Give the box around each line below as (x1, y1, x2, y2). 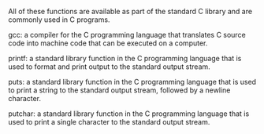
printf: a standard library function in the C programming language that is (8, 54, 242, 63)
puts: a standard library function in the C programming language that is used (8, 78, 257, 86)
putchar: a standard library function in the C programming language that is (8, 109, 250, 118)
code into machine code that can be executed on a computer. (8, 38, 208, 48)
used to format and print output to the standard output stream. (8, 62, 210, 71)
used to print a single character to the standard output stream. (8, 118, 210, 126)
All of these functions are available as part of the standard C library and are (8, 7, 253, 16)
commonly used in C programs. (8, 15, 110, 24)
